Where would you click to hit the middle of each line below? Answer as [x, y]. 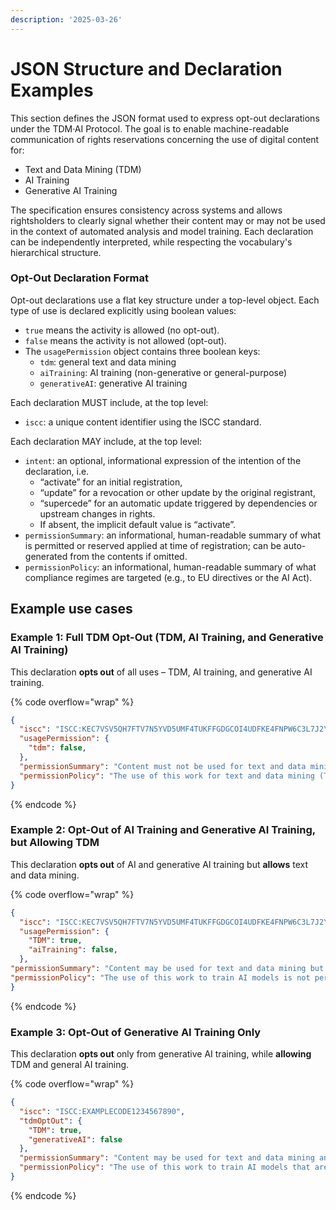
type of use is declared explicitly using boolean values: [123, 310]
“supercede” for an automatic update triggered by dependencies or [178, 503]
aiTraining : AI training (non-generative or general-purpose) [163, 372]
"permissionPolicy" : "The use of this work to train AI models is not [160, 977]
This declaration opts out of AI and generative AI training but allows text [159, 864]
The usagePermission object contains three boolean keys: [142, 351]
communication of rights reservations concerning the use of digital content [165, 139]
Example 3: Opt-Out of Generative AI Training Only [136, 1032]
